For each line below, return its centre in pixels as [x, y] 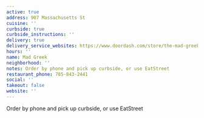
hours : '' [19, 52]
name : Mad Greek [27, 57]
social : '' [20, 80]
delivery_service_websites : [42, 46]
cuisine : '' [21, 23]
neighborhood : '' [28, 63]
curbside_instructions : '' [40, 35]
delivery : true [25, 40]
